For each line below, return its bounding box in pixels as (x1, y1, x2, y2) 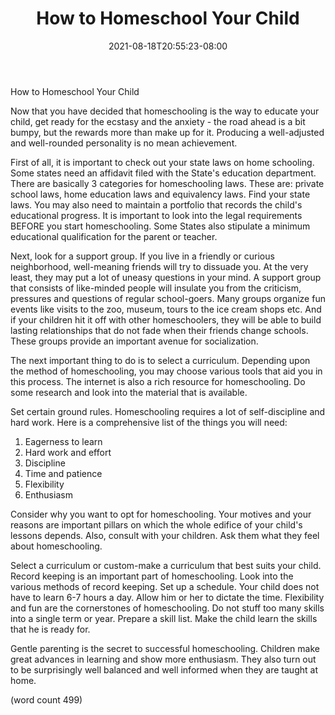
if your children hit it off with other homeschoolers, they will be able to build (10, 313, 322, 326)
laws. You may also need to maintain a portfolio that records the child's (10, 198, 303, 211)
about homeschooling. (10, 540, 103, 552)
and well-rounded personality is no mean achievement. (10, 137, 238, 149)
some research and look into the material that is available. (10, 386, 248, 398)
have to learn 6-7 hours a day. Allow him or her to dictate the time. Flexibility (10, 591, 325, 603)
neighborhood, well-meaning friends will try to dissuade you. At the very (10, 260, 309, 272)
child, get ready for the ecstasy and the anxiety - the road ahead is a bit (10, 115, 306, 127)
